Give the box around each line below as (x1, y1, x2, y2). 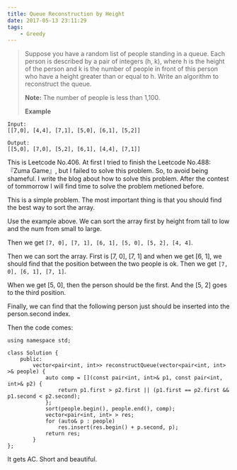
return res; (45, 430, 81, 437)
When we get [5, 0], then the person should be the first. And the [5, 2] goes (7, 281, 228, 289)
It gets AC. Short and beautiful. (7, 455, 98, 464)
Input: (7, 121, 27, 128)
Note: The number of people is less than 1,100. (24, 94, 161, 102)
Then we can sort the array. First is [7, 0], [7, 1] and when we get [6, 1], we (7, 252, 222, 261)
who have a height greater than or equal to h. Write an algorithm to (24, 72, 219, 81)
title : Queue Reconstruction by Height (7, 10, 125, 18)
